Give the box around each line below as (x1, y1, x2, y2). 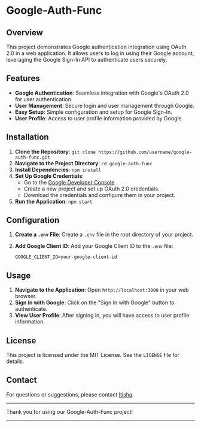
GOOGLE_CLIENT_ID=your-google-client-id (14, 254, 117, 261)
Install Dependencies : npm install (14, 166, 102, 173)
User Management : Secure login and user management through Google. (14, 102, 194, 109)
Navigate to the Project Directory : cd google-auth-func (14, 159, 153, 166)
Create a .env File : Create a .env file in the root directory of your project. (14, 231, 194, 238)
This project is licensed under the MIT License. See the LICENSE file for (6, 352, 179, 359)
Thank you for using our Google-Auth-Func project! (6, 408, 133, 415)
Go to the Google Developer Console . (23, 178, 117, 186)
